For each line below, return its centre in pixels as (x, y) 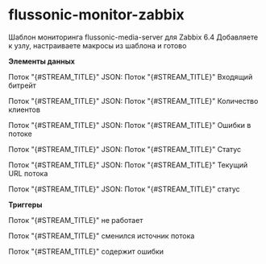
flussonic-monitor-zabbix (97, 15)
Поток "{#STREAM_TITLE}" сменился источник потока (102, 236)
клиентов (24, 109)
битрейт (22, 85)
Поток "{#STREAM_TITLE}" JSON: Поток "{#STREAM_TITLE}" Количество (133, 101)
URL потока (28, 173)
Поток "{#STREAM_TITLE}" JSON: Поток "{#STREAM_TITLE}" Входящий (131, 76)
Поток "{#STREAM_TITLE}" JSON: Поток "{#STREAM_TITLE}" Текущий (128, 165)
